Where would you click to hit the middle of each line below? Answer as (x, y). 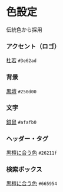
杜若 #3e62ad (21, 60)
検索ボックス (24, 170)
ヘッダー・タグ (27, 138)
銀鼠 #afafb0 (21, 122)
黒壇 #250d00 (21, 91)
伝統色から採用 (24, 30)
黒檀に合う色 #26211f (32, 153)
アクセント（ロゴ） (33, 46)
